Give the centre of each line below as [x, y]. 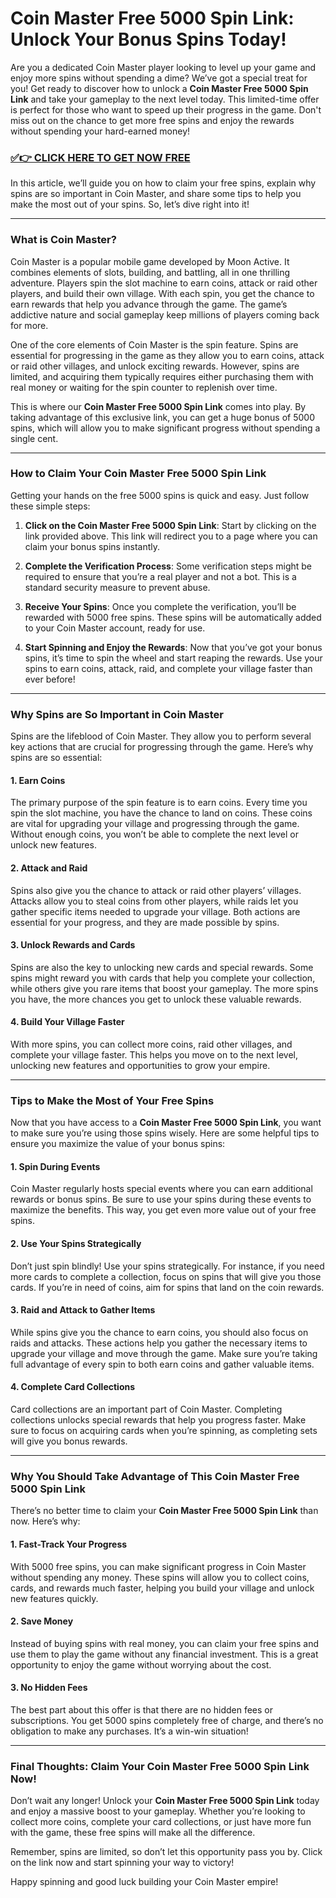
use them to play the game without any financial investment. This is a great [164, 1654]
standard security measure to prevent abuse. [117, 587]
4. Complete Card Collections [73, 1387]
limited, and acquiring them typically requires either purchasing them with [162, 376]
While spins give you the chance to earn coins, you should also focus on [159, 1332]
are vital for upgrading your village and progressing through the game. [155, 824]
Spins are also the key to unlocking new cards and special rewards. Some [162, 967]
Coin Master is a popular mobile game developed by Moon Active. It [150, 261]
